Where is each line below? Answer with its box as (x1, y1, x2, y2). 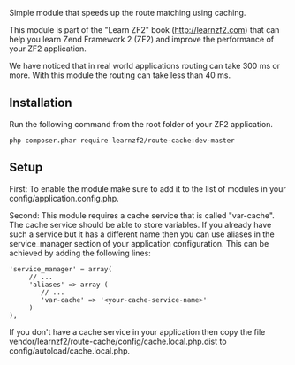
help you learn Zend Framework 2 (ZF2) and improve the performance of (9, 34, 275, 44)
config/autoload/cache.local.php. (9, 345, 131, 356)
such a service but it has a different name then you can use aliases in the (9, 229, 276, 240)
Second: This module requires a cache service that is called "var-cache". (9, 209, 276, 220)
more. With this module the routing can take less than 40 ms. (9, 70, 231, 80)
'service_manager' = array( (9, 264, 113, 273)
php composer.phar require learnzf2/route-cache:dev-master (9, 136, 236, 145)
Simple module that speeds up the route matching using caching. (9, 8, 246, 18)
